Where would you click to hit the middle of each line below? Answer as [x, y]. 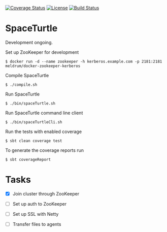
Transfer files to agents [37, 224]
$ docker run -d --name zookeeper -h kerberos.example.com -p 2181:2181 [84, 61]
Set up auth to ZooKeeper [40, 204]
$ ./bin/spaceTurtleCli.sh [34, 122]
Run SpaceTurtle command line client [44, 113]
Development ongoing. [29, 42]
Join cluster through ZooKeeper [46, 193]
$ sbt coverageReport [28, 159]
